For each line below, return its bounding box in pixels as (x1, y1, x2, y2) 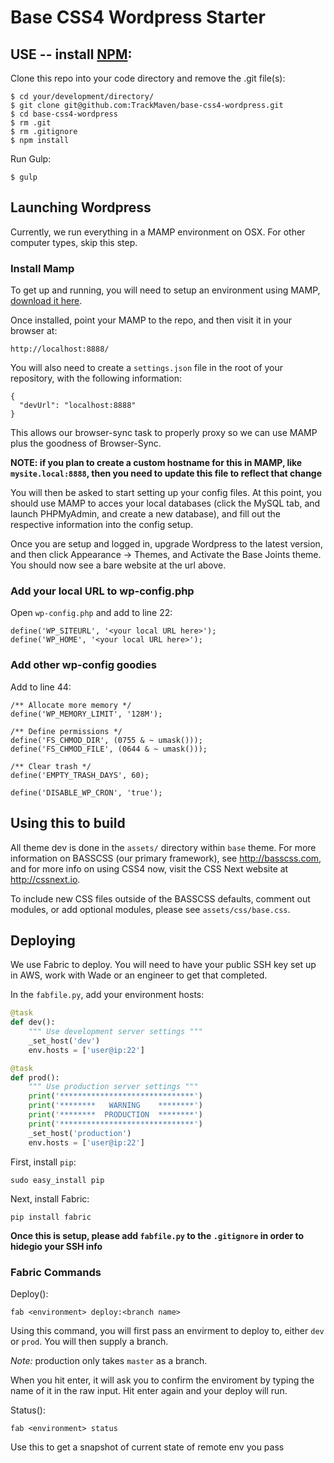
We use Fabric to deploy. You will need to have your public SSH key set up (10, 959, 317, 971)
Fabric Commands (10, 1265, 102, 1279)
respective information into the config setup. (10, 519, 194, 531)
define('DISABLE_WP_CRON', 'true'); (10, 787, 163, 798)
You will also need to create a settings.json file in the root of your (10, 362, 284, 374)
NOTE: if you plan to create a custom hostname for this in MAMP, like (10, 457, 303, 469)
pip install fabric (10, 1212, 92, 1222)
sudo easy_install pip (10, 1175, 105, 1185)
